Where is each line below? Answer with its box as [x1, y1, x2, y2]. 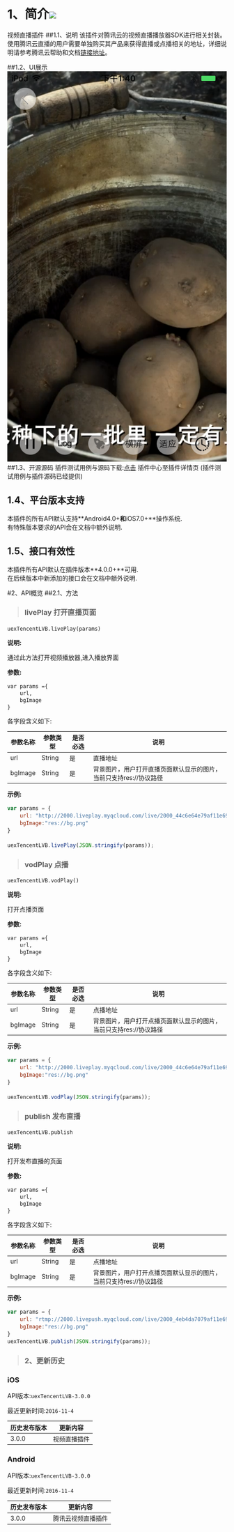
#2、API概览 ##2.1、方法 [7, 588, 79, 597]
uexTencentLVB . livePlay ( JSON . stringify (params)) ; [7, 841, 155, 849]
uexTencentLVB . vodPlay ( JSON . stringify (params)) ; [7, 1094, 151, 1101]
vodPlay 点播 [24, 859, 69, 869]
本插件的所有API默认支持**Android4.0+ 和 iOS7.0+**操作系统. [7, 514, 182, 523]
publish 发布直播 [24, 1111, 81, 1121]
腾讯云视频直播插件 [53, 1514, 108, 1523]
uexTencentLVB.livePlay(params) [7, 625, 101, 632]
